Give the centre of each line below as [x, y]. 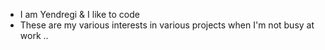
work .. [34, 35]
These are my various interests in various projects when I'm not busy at [167, 25]
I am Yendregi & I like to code [79, 14]
